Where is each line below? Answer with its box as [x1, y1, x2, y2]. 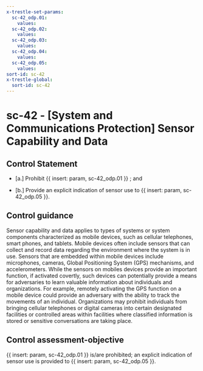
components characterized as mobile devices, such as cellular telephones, [6, 233, 193, 240]
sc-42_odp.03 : [12, 37, 47, 43]
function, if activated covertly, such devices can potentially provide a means [6, 272, 198, 279]
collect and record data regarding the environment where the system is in [6, 246, 190, 253]
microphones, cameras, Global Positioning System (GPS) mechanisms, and [6, 259, 194, 266]
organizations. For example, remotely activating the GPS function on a [6, 285, 182, 292]
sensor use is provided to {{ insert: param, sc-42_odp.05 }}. [6, 357, 156, 365]
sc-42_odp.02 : [12, 26, 47, 32]
